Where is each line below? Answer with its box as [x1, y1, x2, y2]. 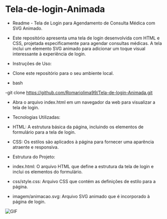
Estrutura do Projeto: [12, 154, 55, 160]
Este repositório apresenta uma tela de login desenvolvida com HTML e [12, 35, 160, 41]
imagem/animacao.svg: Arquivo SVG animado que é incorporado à [12, 193, 150, 199]
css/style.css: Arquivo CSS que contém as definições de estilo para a [12, 178, 156, 184]
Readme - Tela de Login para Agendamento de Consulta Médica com [12, 20, 155, 26]
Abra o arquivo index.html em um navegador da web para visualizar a [12, 99, 155, 105]
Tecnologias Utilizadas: [12, 114, 61, 120]
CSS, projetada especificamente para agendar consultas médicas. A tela [12, 40, 162, 46]
